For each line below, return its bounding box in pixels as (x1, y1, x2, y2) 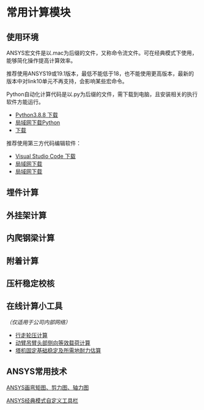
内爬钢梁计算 (6, 233, 55, 244)
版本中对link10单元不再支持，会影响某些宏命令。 (6, 78, 128, 84)
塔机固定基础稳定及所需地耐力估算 (15, 346, 101, 354)
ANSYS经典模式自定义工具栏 (6, 397, 78, 404)
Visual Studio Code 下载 (15, 152, 76, 160)
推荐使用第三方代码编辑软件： (6, 140, 81, 147)
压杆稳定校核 (6, 278, 55, 288)
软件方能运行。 (6, 99, 44, 105)
